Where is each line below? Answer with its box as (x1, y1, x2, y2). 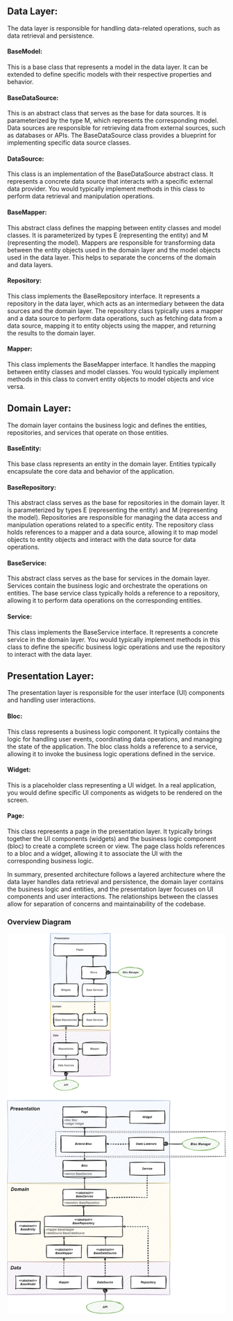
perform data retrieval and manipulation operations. (7, 192, 155, 200)
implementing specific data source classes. (7, 138, 131, 147)
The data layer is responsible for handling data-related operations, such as (7, 24, 221, 32)
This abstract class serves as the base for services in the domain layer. (7, 574, 210, 583)
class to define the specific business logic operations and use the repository (7, 643, 225, 651)
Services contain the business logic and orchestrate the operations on (7, 582, 208, 590)
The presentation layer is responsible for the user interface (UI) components (7, 689, 225, 697)
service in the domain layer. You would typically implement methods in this (7, 635, 221, 643)
